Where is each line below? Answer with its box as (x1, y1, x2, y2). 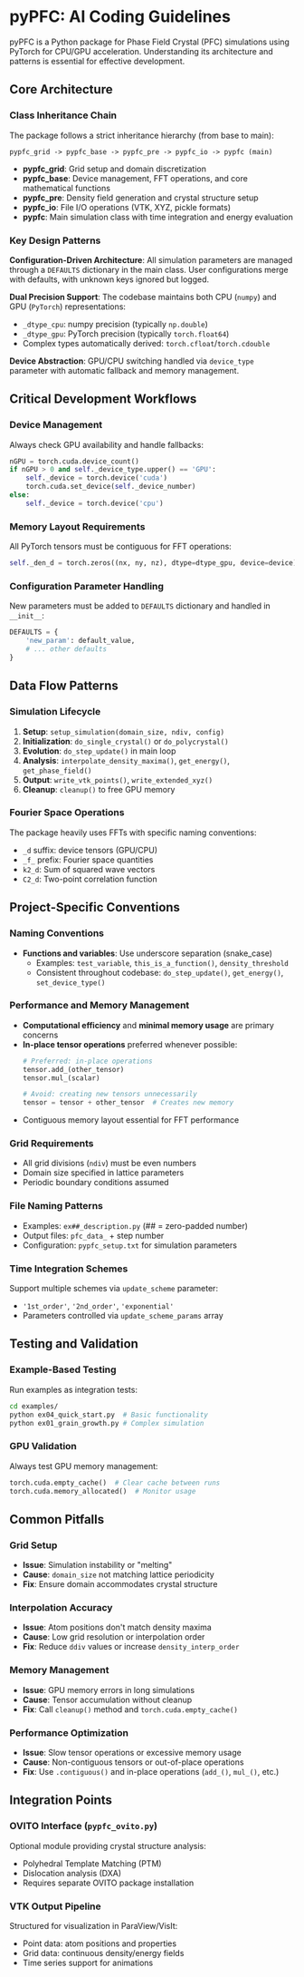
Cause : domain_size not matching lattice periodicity (22, 1569, 214, 1580)
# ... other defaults (25, 645, 107, 654)
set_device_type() (35, 978, 106, 988)
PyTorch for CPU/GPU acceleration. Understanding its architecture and (9, 45, 273, 56)
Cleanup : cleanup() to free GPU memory (22, 784, 176, 794)
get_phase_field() (22, 766, 92, 775)
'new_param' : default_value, (25, 637, 136, 646)
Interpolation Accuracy (9, 1602, 113, 1614)
